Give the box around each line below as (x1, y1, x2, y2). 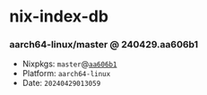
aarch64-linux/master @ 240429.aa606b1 (9, 39, 199, 51)
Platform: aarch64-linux (22, 68, 111, 79)
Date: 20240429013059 (22, 78, 101, 89)
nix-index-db (9, 6, 109, 27)
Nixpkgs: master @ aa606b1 (22, 58, 117, 69)
